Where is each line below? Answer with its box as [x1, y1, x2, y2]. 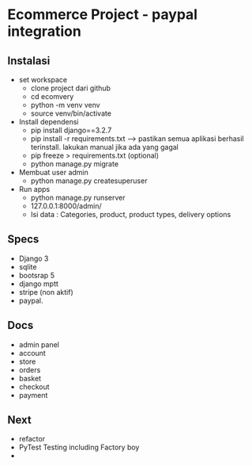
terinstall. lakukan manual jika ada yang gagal [30, 143, 179, 151]
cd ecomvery [30, 92, 74, 101]
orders [18, 365, 41, 374]
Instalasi [7, 54, 51, 67]
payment [18, 390, 48, 399]
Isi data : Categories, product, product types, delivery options [30, 210, 231, 219]
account [18, 348, 47, 357]
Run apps [18, 185, 51, 193]
